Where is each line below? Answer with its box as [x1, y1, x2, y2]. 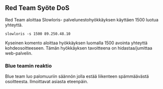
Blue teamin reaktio [5, 62, 52, 69]
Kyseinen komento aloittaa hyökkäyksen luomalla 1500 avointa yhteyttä [5, 40, 147, 46]
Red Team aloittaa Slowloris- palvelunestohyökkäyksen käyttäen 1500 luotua [5, 17, 159, 22]
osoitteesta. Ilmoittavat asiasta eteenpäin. [5, 79, 89, 85]
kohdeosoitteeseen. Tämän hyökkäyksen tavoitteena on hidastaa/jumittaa [5, 45, 152, 51]
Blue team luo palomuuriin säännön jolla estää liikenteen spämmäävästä [5, 73, 149, 79]
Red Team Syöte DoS [5, 4, 70, 12]
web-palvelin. [5, 50, 33, 56]
